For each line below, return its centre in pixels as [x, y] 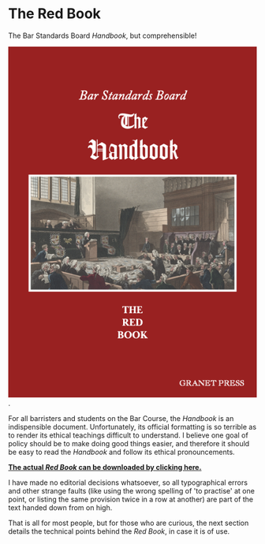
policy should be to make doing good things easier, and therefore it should [129, 444]
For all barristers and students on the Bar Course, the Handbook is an [121, 419]
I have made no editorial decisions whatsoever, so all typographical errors [128, 483]
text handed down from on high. [60, 508]
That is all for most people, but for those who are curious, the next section [129, 523]
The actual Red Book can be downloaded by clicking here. [105, 468]
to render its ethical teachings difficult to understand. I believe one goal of [128, 435]
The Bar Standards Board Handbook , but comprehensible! [103, 35]
